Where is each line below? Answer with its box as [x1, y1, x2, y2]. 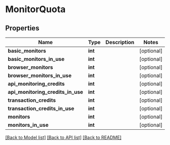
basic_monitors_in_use [8, 56, 65, 62]
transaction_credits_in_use [8, 105, 75, 112]
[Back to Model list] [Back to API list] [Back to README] [5, 134, 122, 140]
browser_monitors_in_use [8, 72, 72, 79]
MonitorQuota [5, 4, 66, 15]
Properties [5, 24, 40, 32]
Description [106, 39, 134, 46]
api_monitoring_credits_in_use [8, 89, 84, 95]
